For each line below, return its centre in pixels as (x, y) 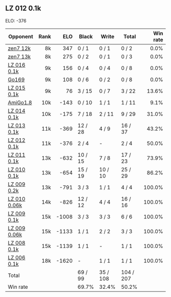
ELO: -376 (16, 20)
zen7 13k (19, 57)
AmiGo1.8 (20, 103)
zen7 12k (19, 48)
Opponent (21, 36)
